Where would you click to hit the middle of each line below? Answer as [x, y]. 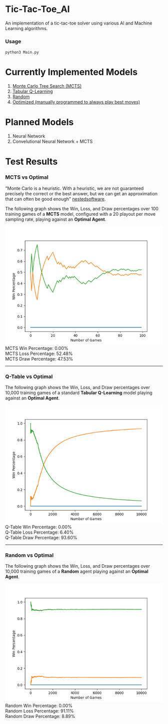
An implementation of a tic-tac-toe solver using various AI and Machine [79, 23]
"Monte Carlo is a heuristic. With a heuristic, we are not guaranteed [74, 188]
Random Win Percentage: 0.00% [39, 706]
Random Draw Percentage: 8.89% [40, 716]
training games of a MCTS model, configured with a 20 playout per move [80, 214]
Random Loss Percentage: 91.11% [39, 711]
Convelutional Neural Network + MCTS [52, 142]
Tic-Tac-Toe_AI [37, 9]
